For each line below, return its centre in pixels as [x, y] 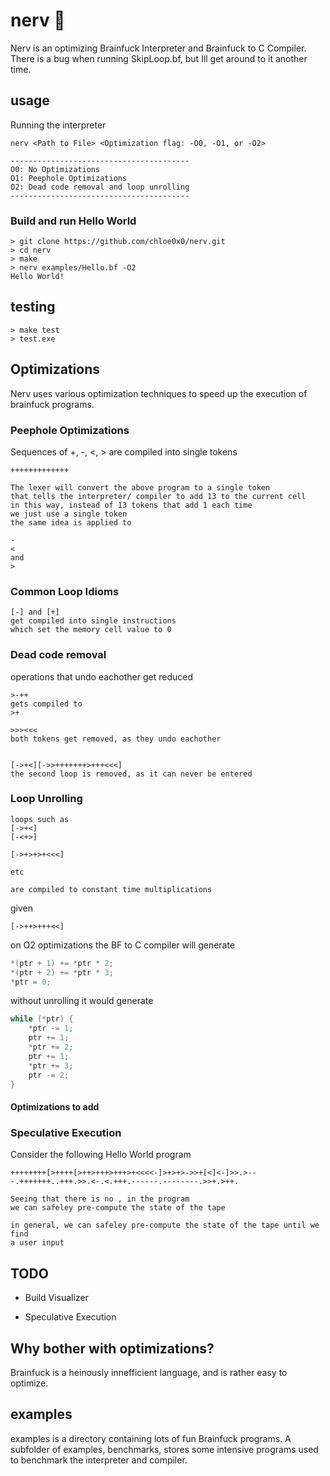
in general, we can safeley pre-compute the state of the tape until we [165, 1225]
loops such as [40, 819]
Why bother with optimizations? [112, 1348]
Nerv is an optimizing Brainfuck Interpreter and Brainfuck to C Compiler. [158, 48]
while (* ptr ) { [42, 1019]
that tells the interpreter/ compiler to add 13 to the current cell [158, 496]
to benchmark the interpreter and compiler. [99, 1460]
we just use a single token [69, 514]
